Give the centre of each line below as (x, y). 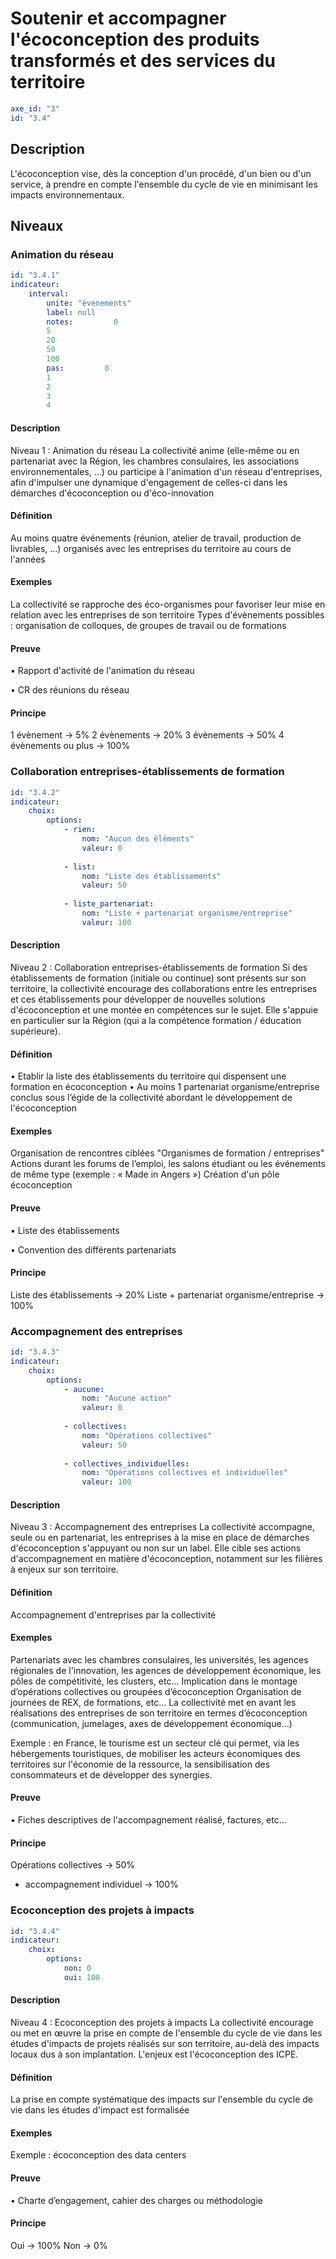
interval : (49, 293)
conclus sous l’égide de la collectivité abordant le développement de (151, 1098)
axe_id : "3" (35, 108)
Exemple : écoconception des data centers (98, 2155)
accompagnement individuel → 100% (101, 1884)
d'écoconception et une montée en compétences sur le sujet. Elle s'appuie (164, 1009)
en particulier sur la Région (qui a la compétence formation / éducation (156, 1020)
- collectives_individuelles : (126, 1463)
